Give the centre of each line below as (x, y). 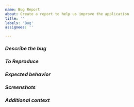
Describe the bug (26, 49)
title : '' (15, 18)
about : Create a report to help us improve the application (67, 14)
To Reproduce (22, 61)
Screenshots (20, 87)
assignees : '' (19, 27)
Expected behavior (28, 74)
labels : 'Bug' (19, 23)
